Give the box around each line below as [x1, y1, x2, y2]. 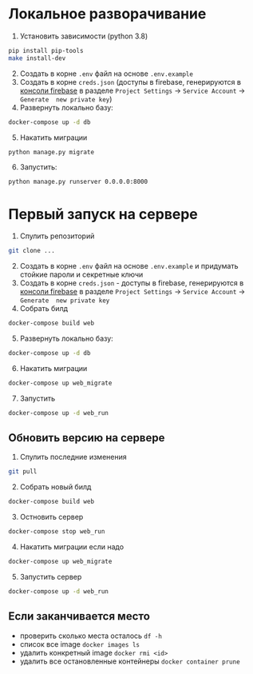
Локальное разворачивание [8, 5, 207, 23]
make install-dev [8, 54, 66, 62]
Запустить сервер [19, 572, 82, 581]
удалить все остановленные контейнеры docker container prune [19, 656, 241, 666]
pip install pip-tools [8, 46, 84, 54]
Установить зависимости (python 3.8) [19, 31, 148, 41]
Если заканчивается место [8, 609, 150, 624]
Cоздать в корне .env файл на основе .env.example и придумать [19, 261, 239, 271]
